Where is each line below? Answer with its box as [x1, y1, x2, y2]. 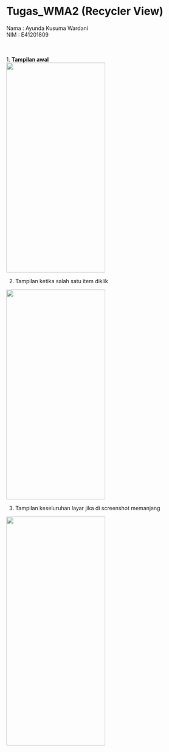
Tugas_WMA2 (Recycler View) [6, 4, 164, 18]
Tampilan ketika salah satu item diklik [15, 277, 108, 284]
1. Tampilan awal [6, 56, 49, 63]
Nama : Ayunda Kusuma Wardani [6, 24, 88, 32]
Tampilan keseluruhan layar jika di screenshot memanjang [15, 504, 160, 512]
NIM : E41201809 [6, 31, 49, 38]
